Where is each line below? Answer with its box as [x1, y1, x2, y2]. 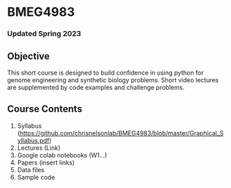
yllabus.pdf [17, 136, 50, 144]
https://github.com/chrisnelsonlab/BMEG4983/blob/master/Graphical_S [19, 129, 224, 137]
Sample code [17, 173, 55, 181]
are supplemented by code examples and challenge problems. [7, 83, 185, 91]
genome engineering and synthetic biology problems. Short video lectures [7, 75, 219, 84]
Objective [7, 50, 50, 62]
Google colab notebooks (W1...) [17, 151, 107, 159]
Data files [17, 165, 45, 173]
